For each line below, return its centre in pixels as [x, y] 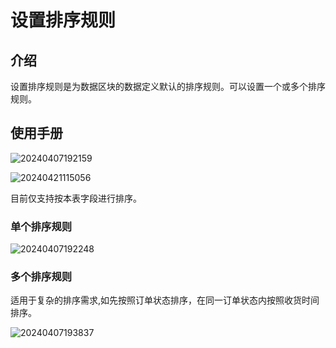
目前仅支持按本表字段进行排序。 [76, 198]
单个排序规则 [41, 226]
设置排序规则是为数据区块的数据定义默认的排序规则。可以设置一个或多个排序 [168, 86]
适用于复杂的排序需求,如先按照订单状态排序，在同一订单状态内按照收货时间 [165, 300]
